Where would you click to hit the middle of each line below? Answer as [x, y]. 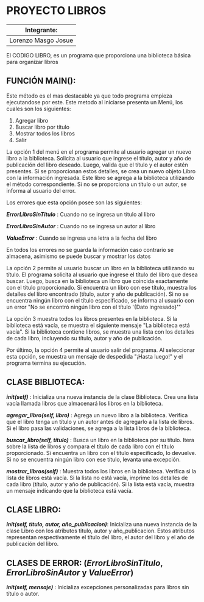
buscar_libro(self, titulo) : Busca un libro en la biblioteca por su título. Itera [100, 440]
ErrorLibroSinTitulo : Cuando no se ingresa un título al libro [81, 214]
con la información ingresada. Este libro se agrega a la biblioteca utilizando [100, 177]
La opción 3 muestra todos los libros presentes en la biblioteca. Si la [92, 318]
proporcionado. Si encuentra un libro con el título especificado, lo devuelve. [101, 453]
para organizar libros [33, 62]
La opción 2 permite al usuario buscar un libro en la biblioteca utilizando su [100, 268]
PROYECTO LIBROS [56, 11]
